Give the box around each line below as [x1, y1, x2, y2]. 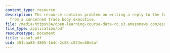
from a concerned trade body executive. [10, 17, 96, 22]
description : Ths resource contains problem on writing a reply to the [5, 12, 159, 17]
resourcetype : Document [5, 31, 56, 36]
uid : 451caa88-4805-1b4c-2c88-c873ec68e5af [5, 40, 99, 45]
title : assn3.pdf [5, 36, 42, 41]
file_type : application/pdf [5, 26, 65, 31]
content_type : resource [5, 7, 56, 13]
